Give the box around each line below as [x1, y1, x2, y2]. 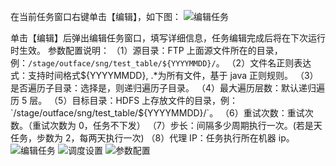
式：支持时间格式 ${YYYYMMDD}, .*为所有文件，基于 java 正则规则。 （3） [10, 70, 319, 81]
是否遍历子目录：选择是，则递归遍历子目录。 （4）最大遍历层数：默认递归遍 [10, 82, 325, 94]
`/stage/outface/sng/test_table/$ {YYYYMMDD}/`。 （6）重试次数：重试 [10, 107, 305, 119]
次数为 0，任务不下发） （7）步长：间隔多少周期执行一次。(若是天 [49, 120, 323, 131]
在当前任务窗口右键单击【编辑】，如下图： [10, 11, 182, 22]
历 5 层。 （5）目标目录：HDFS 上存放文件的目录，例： [10, 95, 239, 106]
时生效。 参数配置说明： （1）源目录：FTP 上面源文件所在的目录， [10, 45, 283, 56]
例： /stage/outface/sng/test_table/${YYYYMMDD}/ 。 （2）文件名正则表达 [10, 57, 312, 69]
